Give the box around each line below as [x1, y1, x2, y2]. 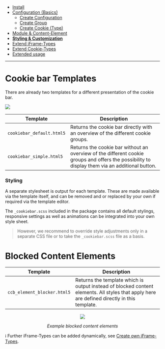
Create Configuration [19, 15, 62, 20]
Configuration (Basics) [12, 9, 58, 15]
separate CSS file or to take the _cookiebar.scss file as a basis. [17, 233, 145, 239]
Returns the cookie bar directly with [70, 123, 153, 130]
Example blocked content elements [47, 323, 118, 329]
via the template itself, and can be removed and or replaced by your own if [5, 194, 156, 200]
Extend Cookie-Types [12, 46, 56, 52]
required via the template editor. [5, 199, 70, 204]
